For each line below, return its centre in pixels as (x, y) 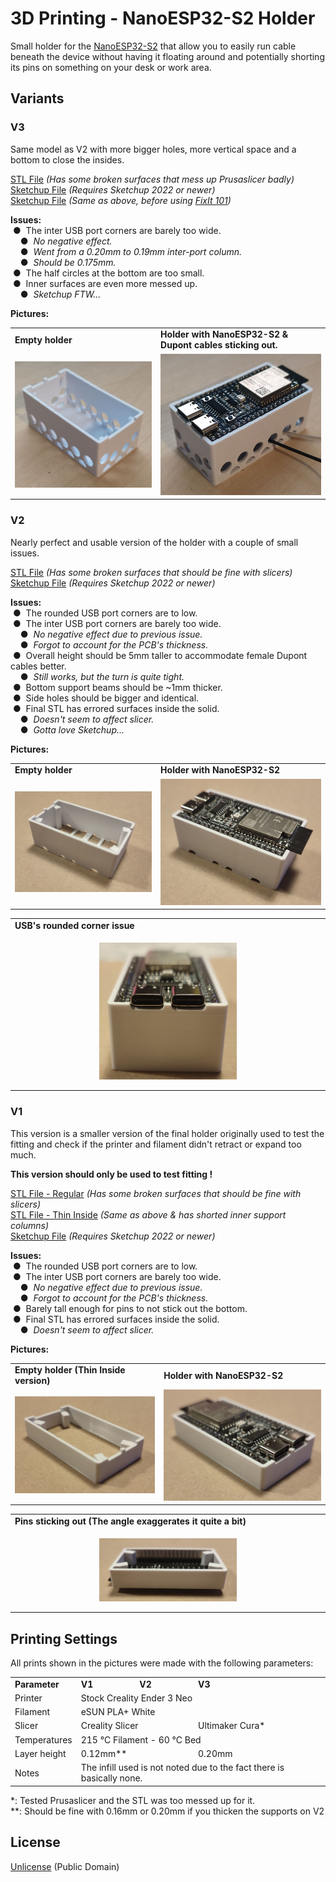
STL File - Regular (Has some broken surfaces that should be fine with (156, 1193)
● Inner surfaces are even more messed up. (105, 283)
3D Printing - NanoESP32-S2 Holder (163, 18)
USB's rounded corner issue (74, 925)
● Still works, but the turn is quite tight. (102, 676)
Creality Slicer (109, 1726)
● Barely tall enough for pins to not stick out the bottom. (130, 1308)
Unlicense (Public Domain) (65, 1866)
